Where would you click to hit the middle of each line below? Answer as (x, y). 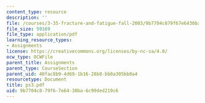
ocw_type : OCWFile (30, 57)
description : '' (27, 18)
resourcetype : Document (37, 79)
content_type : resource (37, 12)
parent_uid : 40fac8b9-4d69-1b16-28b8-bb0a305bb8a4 (72, 74)
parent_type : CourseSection (42, 68)
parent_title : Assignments (41, 62)
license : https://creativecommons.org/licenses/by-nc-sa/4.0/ (87, 51)
